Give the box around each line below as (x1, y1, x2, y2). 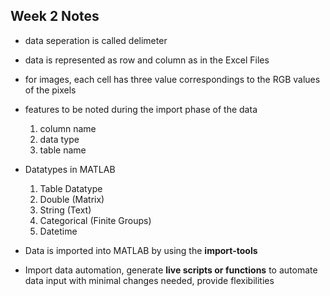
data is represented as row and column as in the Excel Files (24, 54, 270, 66)
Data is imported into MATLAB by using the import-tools (24, 244, 258, 256)
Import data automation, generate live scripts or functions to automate (24, 264, 318, 276)
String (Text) (39, 204, 92, 216)
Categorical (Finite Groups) (39, 214, 152, 226)
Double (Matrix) (39, 193, 105, 205)
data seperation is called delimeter (24, 34, 168, 46)
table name (39, 144, 87, 156)
